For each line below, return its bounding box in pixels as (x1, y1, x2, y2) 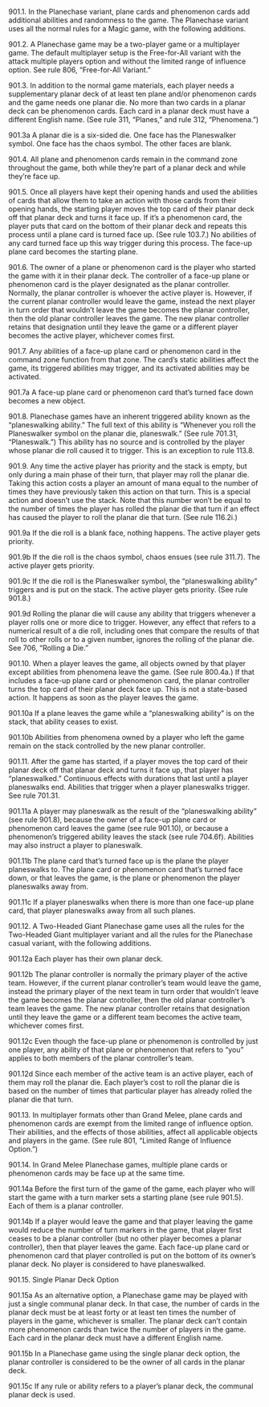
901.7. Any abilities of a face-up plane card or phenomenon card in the (8, 346, 241, 356)
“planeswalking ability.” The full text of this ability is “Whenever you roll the (8, 420, 256, 429)
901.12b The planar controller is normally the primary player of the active (8, 970, 248, 979)
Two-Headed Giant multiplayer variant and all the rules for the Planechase (8, 930, 253, 939)
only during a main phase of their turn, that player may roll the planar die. (8, 470, 250, 479)
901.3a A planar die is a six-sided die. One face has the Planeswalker (8, 130, 237, 140)
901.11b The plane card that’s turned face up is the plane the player (8, 856, 229, 865)
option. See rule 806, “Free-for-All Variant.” (8, 65, 151, 75)
